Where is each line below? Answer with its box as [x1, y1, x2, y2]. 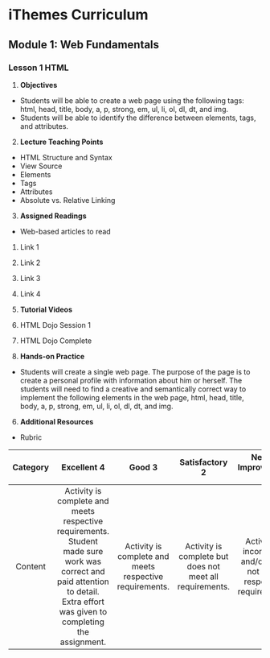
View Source [19, 161, 63, 171]
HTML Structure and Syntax [19, 152, 112, 162]
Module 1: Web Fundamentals [8, 38, 159, 52]
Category [12, 461, 50, 473]
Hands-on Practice [19, 351, 85, 361]
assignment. [59, 636, 107, 648]
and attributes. [19, 121, 69, 130]
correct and [61, 565, 106, 577]
